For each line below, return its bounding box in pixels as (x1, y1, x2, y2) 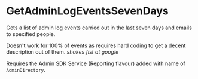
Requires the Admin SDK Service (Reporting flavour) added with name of (6, 60, 185, 67)
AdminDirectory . (6, 66, 46, 73)
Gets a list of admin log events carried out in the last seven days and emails (6, 24, 193, 31)
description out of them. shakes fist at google (6, 48, 119, 55)
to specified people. (6, 30, 56, 37)
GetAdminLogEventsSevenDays (6, 4, 169, 18)
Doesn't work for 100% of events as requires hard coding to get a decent (6, 42, 186, 49)
